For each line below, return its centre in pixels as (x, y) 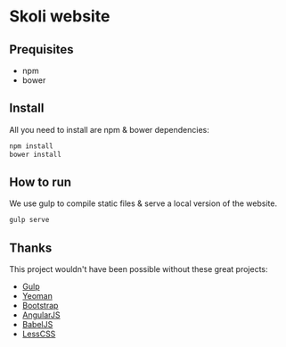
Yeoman (37, 296)
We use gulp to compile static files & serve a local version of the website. (143, 203)
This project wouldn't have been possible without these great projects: (139, 269)
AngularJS (41, 315)
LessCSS (39, 334)
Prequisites (41, 50)
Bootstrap (40, 306)
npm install (31, 146)
